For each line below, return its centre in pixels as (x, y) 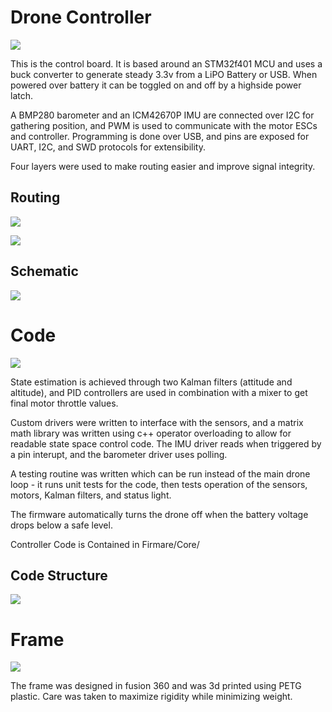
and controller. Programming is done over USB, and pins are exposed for (160, 136)
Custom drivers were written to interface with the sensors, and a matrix (157, 422)
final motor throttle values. (64, 403)
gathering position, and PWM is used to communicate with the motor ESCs (164, 125)
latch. (22, 95)
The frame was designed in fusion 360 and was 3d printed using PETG (156, 686)
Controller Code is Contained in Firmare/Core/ (105, 544)
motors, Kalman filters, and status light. (91, 495)
